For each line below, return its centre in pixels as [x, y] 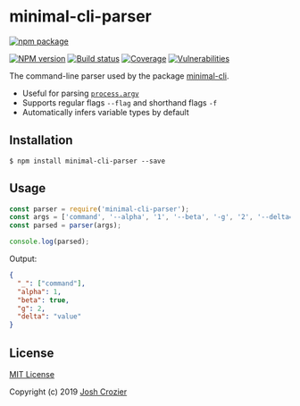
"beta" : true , [43, 300]
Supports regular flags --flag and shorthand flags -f [119, 102]
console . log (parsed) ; [50, 242]
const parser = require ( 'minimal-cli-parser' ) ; [100, 209]
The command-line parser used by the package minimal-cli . [119, 76]
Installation [41, 140]
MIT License [32, 374]
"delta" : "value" [50, 317]
